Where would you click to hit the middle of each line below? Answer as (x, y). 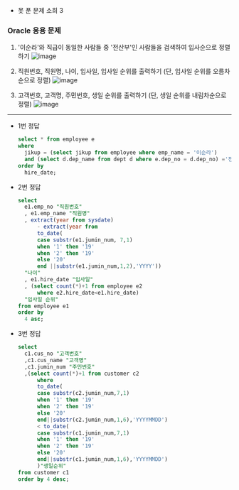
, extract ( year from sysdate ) (69, 220)
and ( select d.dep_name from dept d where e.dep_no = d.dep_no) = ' (127, 159)
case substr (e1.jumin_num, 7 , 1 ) (85, 240)
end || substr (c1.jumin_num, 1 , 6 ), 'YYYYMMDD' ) (102, 459)
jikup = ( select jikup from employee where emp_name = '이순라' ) (121, 153)
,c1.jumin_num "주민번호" (60, 367)
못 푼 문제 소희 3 (41, 10)
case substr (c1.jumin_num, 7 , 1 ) (83, 433)
